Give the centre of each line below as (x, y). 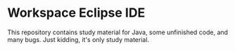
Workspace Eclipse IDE (76, 13)
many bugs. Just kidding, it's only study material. (78, 39)
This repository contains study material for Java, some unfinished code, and (118, 32)
